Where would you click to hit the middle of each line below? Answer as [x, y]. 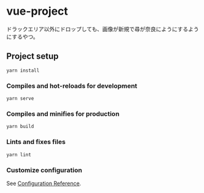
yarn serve [20, 99]
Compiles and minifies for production [63, 113]
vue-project [37, 11]
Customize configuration [44, 170]
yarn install [23, 70]
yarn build [20, 127]
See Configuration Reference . [44, 183]
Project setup [33, 56]
